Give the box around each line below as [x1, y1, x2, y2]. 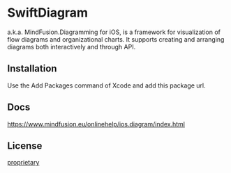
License [7, 140, 43, 151]
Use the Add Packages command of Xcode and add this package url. [7, 81, 206, 90]
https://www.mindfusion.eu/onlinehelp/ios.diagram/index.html [7, 120, 186, 128]
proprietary [7, 158, 40, 167]
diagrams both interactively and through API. [7, 42, 136, 51]
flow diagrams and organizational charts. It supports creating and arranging [7, 35, 225, 43]
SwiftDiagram [7, 5, 89, 21]
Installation [7, 63, 57, 74]
